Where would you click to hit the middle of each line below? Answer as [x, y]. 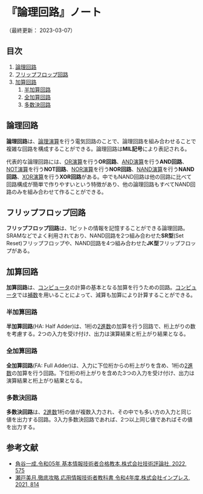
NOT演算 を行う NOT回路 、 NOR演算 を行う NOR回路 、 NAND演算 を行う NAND [100, 169]
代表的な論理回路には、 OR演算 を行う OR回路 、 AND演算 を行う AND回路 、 [97, 161]
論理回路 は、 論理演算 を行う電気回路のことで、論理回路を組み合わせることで [101, 141]
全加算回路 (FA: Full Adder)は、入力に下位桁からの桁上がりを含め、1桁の [95, 365]
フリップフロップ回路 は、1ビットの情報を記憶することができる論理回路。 [97, 228]
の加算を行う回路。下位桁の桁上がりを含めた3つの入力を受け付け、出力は [103, 373]
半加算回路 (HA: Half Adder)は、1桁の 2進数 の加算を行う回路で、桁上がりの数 [101, 326]
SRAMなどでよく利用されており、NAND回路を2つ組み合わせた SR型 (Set [95, 236]
